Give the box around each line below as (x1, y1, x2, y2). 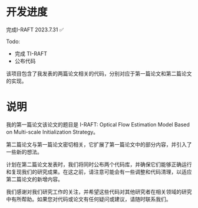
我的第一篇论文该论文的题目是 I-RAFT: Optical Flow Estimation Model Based (6, 121, 190, 128)
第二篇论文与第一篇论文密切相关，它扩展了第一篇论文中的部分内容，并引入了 (6, 141, 192, 148)
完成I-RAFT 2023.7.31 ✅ (6, 26, 64, 33)
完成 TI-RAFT (14, 50, 47, 57)
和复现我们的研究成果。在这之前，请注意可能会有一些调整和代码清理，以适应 (6, 168, 192, 175)
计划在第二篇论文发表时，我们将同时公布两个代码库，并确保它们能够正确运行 (6, 161, 192, 168)
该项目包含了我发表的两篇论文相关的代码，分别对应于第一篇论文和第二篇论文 (6, 70, 192, 77)
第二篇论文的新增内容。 (6, 175, 63, 183)
